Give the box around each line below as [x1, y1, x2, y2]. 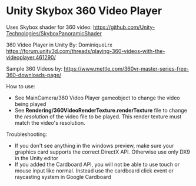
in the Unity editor [14, 154, 59, 161]
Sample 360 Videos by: [6, 65, 63, 72]
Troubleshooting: [6, 131, 48, 138]
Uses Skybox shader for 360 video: [6, 24, 92, 31]
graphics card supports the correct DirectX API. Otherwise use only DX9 [14, 148, 190, 155]
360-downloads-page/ [6, 71, 62, 78]
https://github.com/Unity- [93, 24, 155, 31]
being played [14, 100, 46, 107]
